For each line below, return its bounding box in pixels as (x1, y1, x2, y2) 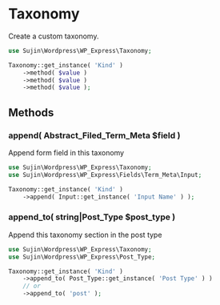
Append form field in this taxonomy (8, 148, 125, 157)
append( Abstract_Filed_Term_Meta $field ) (8, 130, 181, 141)
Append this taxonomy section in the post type (8, 230, 162, 239)
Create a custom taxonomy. (8, 31, 99, 41)
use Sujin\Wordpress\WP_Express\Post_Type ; (8, 253, 156, 261)
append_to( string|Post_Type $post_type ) (8, 211, 176, 223)
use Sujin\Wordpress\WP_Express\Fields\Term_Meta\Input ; (8, 171, 202, 179)
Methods (8, 106, 54, 119)
